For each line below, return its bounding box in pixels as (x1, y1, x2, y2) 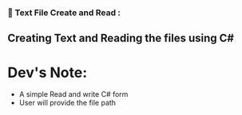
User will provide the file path (18, 98, 117, 108)
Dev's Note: (7, 63, 88, 82)
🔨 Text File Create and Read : (7, 7, 121, 18)
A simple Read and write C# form (18, 90, 129, 99)
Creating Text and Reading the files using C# (7, 32, 235, 45)
